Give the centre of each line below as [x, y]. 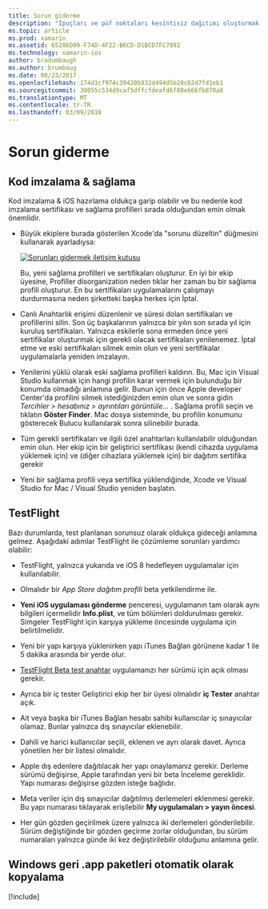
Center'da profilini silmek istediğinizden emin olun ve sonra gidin [126, 398]
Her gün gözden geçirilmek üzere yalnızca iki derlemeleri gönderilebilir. [137, 823]
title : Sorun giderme [44, 16]
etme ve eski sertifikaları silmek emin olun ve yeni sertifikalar [120, 348]
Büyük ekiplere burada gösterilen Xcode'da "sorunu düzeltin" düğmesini [139, 233]
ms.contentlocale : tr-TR [50, 105]
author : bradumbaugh [43, 61]
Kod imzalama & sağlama [72, 181]
